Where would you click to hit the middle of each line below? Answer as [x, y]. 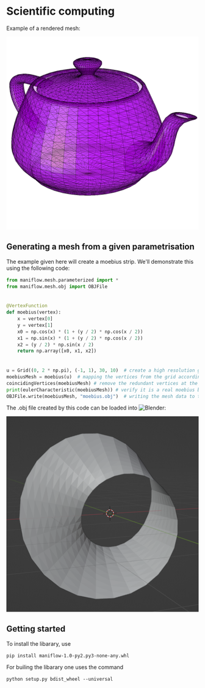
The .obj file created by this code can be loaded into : [86, 408]
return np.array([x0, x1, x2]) [57, 351]
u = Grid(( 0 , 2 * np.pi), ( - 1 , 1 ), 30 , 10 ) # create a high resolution [101, 370]
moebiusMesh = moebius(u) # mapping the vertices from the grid [91, 377]
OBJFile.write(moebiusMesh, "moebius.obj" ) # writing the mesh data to [101, 396]
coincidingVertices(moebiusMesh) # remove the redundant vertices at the [102, 383]
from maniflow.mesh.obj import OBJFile [57, 286]
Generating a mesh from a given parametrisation [101, 247]
